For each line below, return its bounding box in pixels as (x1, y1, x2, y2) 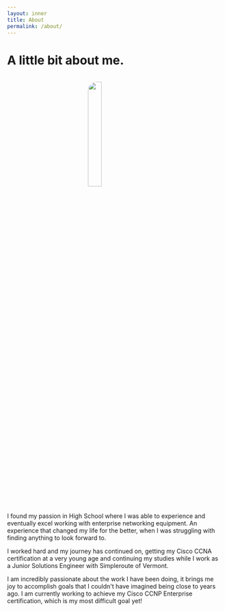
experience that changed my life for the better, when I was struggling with (7, 526, 215, 535)
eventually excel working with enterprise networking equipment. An (7, 519, 198, 528)
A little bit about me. (7, 52, 124, 68)
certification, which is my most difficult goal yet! (7, 597, 142, 605)
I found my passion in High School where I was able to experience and (7, 512, 206, 520)
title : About (7, 16, 44, 23)
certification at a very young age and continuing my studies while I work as (7, 554, 219, 563)
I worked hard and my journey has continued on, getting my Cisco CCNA (7, 547, 212, 556)
